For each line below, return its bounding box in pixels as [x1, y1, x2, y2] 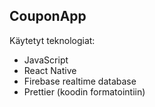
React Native [23, 64, 77, 76]
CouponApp [9, 8, 87, 25]
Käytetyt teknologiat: [9, 34, 96, 46]
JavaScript [23, 54, 69, 66]
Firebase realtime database [23, 75, 137, 87]
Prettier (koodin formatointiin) [23, 85, 146, 98]
